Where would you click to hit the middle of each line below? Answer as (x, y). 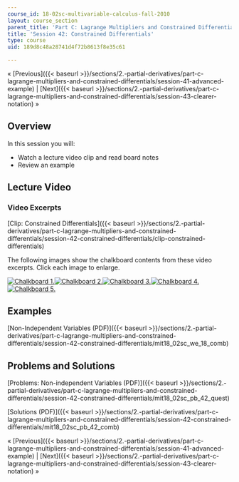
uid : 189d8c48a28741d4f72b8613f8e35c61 (67, 47)
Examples (30, 311)
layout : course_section (43, 21)
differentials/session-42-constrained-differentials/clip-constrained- (107, 238)
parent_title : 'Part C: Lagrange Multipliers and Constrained (101, 27)
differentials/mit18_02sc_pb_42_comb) (63, 427)
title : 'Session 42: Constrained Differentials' (81, 34)
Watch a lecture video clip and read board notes (88, 157)
